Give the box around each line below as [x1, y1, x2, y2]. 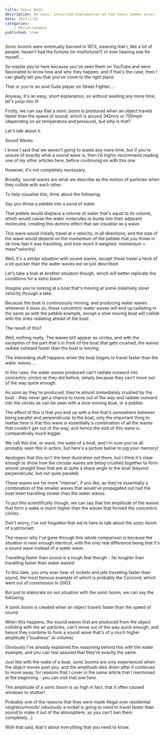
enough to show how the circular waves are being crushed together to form [5, 460, 158, 466]
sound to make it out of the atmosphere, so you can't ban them [5, 709, 133, 715]
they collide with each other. [5, 182, 62, 188]
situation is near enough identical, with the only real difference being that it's [5, 540, 160, 545]
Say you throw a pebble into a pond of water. [5, 201, 96, 207]
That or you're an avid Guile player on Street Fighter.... [5, 84, 115, 89]
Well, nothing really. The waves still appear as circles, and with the [5, 335, 139, 340]
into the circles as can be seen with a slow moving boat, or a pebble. [5, 400, 144, 406]
